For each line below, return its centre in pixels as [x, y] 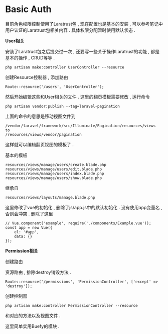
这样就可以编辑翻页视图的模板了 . [39, 144]
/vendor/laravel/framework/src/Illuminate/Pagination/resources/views [80, 126]
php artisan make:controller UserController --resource [65, 67]
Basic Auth [28, 9]
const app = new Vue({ [29, 227]
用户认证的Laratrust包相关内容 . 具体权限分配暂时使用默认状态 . [70, 30]
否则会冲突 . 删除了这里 [29, 214]
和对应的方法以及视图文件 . [33, 315]
